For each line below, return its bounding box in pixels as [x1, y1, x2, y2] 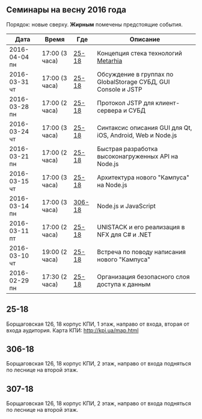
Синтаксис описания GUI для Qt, [97, 123, 192, 132]
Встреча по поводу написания [97, 247, 186, 256]
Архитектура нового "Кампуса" [97, 173, 189, 181]
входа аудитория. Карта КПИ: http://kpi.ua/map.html [6, 326, 139, 334]
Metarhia [97, 57, 123, 65]
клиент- [155, 99, 180, 107]
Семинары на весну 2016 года [6, 5, 127, 15]
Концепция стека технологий [97, 49, 182, 57]
